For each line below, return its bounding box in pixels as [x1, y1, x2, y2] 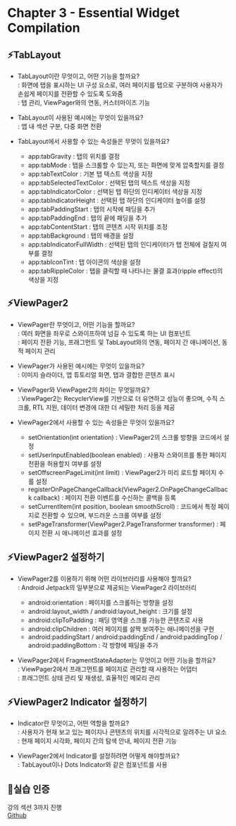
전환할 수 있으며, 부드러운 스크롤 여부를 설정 [41, 511, 162, 519]
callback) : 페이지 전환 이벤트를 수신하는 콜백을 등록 [33, 493, 176, 502]
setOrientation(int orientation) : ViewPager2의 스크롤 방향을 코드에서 [27, 433, 223, 441]
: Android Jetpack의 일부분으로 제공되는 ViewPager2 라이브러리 [17, 583, 197, 591]
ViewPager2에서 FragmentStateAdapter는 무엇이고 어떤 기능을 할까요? [17, 655, 216, 664]
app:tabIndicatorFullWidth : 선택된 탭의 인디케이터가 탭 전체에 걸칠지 [27, 240, 220, 248]
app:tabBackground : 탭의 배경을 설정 [27, 231, 135, 240]
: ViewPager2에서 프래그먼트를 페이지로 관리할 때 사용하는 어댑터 [17, 665, 198, 673]
